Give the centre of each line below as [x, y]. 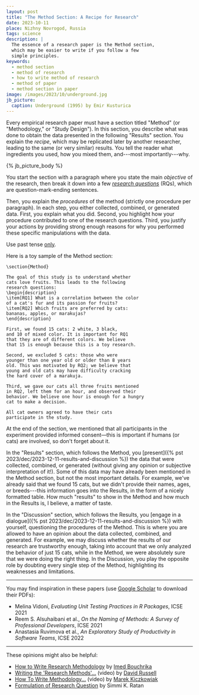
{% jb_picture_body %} [35, 165]
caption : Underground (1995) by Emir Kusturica [71, 105]
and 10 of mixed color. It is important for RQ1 [67, 334]
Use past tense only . [31, 244]
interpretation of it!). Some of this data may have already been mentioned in [98, 471]
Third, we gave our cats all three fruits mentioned [73, 386]
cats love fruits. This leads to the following [66, 282]
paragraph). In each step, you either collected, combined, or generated [93, 207]
